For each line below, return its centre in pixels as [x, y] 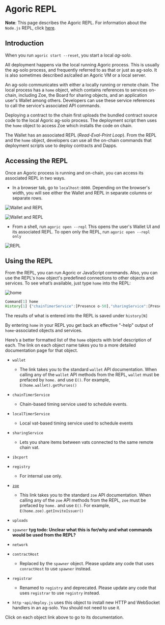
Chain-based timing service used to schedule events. [73, 404]
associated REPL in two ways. [35, 178]
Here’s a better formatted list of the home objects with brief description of [78, 340]
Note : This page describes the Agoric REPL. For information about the [76, 23]
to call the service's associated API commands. [53, 105]
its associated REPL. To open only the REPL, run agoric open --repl [81, 231]
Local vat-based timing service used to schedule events [76, 423]
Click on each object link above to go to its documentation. [65, 617]
